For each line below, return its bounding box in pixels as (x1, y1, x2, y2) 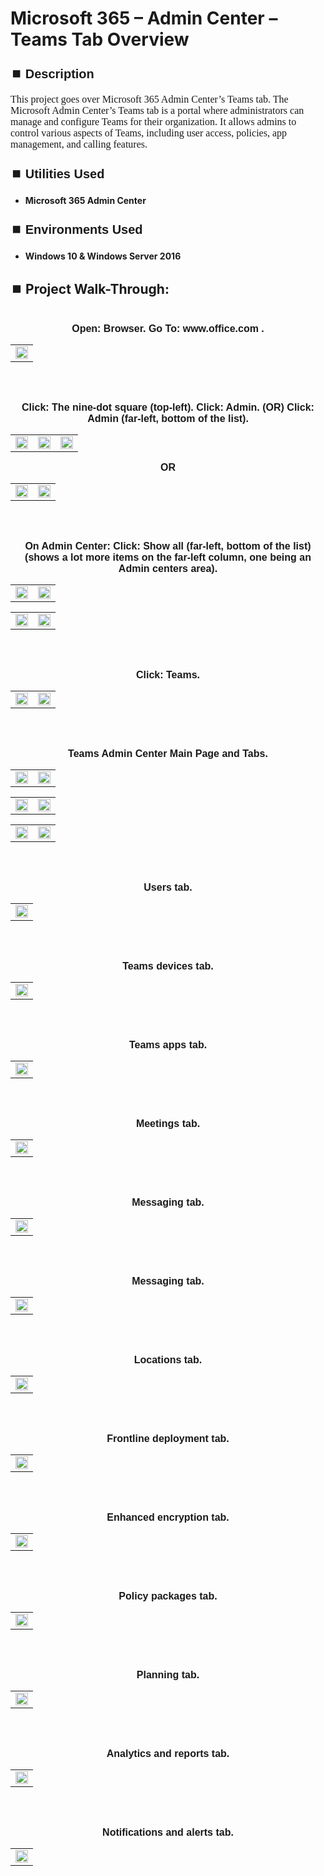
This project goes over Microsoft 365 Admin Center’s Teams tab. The (10, 93, 289, 106)
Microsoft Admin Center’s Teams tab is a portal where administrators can (10, 105, 305, 117)
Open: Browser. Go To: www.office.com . (71, 323, 265, 334)
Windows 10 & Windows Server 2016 (24, 250, 182, 262)
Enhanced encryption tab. (106, 1512, 230, 1523)
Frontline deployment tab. (106, 1433, 230, 1444)
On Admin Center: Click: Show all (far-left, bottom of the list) (24, 540, 312, 552)
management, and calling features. (10, 138, 148, 151)
